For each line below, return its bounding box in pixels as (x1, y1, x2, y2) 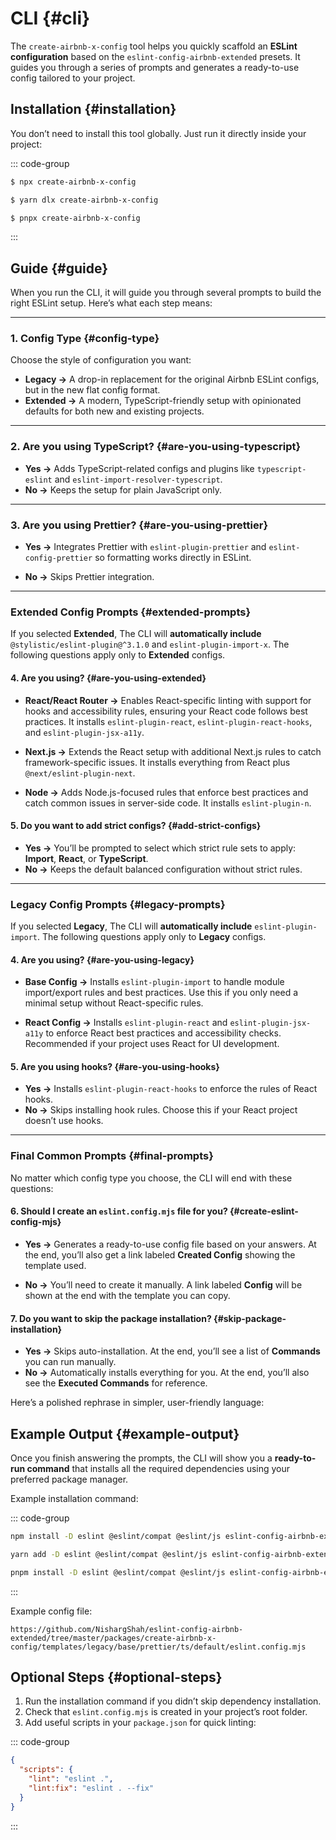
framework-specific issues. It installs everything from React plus (24, 756, 291, 768)
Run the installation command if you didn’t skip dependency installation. (24, 1695, 322, 1707)
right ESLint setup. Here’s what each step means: (10, 297, 213, 309)
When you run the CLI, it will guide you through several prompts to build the (10, 287, 322, 299)
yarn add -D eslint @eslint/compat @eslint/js (10, 1549, 208, 1559)
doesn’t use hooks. (24, 1115, 104, 1127)
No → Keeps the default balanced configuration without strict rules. (24, 863, 303, 875)
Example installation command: (10, 1493, 139, 1504)
